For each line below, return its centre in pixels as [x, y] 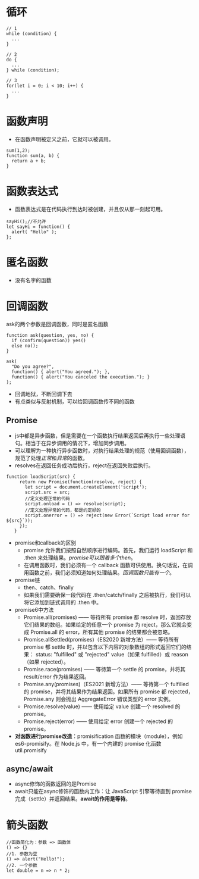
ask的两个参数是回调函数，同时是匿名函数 [57, 324]
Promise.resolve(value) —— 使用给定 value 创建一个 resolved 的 [102, 706]
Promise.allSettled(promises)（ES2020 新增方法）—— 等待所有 [101, 639]
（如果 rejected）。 [46, 662]
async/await [30, 769]
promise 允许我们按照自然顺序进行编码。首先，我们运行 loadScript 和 [108, 550]
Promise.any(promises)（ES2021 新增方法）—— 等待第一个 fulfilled [106, 684]
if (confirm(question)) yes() [49, 340]
